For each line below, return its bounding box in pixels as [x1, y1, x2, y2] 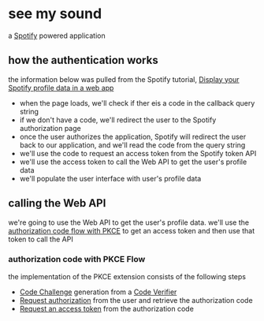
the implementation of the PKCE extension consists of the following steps [8, 271, 247, 281]
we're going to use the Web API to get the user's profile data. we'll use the [8, 218, 250, 227]
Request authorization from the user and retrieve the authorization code [19, 295, 254, 304]
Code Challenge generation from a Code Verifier [19, 287, 177, 297]
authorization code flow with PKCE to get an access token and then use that [8, 226, 255, 235]
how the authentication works [8, 54, 159, 67]
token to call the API [8, 234, 73, 244]
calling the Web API [8, 196, 106, 210]
